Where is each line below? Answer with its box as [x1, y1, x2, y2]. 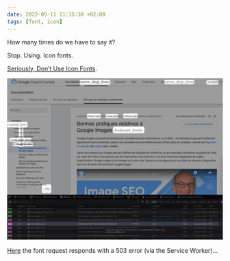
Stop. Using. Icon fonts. [7, 51, 74, 59]
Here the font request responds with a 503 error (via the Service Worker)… [7, 247, 218, 255]
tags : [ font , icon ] [7, 18, 63, 25]
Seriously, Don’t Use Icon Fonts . [7, 64, 98, 72]
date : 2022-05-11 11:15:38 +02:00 [7, 11, 106, 18]
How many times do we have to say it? [7, 38, 116, 46]
